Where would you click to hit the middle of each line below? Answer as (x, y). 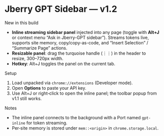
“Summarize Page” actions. (39, 48)
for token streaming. (47, 123)
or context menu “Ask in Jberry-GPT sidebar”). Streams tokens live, (80, 37)
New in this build (22, 23)
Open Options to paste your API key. (49, 88)
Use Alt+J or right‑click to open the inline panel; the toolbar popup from (84, 93)
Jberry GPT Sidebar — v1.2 (61, 9)
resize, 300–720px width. (37, 58)
